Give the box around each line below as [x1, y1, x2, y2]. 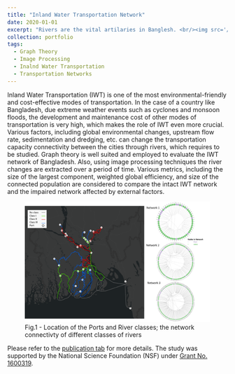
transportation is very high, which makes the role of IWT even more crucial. [7, 120, 225, 129]
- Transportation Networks [13, 70, 92, 77]
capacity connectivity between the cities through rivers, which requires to [7, 142, 220, 151]
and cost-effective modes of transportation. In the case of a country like [7, 98, 215, 106]
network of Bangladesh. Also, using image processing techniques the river [7, 158, 222, 166]
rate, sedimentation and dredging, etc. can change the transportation [7, 135, 206, 144]
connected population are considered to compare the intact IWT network [7, 179, 218, 188]
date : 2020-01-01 [7, 18, 58, 26]
